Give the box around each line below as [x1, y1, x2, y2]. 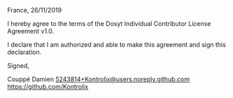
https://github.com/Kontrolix [7, 83, 89, 90]
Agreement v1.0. [7, 27, 55, 35]
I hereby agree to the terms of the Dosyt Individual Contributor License [7, 20, 211, 27]
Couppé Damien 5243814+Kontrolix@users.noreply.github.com [7, 75, 190, 83]
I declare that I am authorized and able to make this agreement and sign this [7, 41, 226, 48]
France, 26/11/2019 [7, 6, 62, 14]
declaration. [7, 48, 42, 56]
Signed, [7, 62, 29, 69]
